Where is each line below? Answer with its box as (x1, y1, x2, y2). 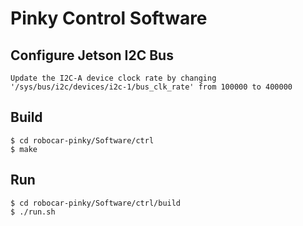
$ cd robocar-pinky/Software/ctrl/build (10, 198, 182, 208)
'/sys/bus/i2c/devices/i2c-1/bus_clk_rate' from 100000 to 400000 (10, 82, 293, 92)
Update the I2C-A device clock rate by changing (10, 73, 217, 83)
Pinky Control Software (10, 7, 208, 30)
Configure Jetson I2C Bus (10, 47, 174, 64)
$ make (10, 144, 38, 154)
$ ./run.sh (10, 207, 56, 217)
